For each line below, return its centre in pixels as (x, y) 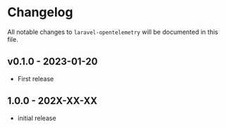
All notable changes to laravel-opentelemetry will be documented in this (113, 32)
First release (36, 78)
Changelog (40, 12)
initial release (37, 118)
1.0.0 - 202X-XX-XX (52, 101)
